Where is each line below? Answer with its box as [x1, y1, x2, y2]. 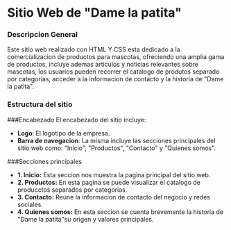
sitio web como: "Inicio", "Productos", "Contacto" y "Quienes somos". [17, 144, 216, 152]
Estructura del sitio [7, 99, 73, 109]
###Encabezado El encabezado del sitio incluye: [7, 115, 146, 124]
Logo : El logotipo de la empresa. [17, 129, 110, 137]
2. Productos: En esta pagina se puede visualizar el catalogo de [17, 178, 201, 186]
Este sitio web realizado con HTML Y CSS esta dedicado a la [7, 45, 180, 54]
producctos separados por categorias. [17, 186, 128, 194]
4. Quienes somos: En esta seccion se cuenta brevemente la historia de [17, 207, 224, 216]
